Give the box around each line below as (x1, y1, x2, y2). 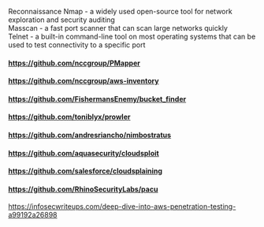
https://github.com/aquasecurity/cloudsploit (8, 148, 159, 158)
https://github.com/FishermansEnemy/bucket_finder (8, 94, 187, 103)
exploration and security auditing (8, 15, 116, 24)
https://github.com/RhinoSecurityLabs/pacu (8, 184, 158, 194)
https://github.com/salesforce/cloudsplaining (8, 166, 163, 176)
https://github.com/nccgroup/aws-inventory (8, 76, 159, 86)
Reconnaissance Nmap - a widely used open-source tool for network (8, 7, 232, 16)
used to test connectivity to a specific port (8, 40, 146, 50)
